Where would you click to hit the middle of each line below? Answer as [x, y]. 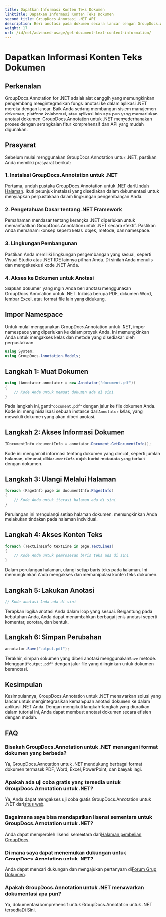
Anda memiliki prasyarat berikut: [38, 162]
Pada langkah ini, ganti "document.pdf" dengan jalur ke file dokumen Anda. [80, 406]
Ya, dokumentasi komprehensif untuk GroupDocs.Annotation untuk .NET [79, 905]
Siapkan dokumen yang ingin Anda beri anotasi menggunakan [68, 288]
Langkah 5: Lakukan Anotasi [50, 590]
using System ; [20, 351]
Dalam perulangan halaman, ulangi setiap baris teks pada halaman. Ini [76, 570]
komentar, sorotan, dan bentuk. [37, 622]
